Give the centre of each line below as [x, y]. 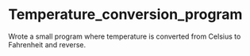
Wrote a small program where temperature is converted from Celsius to [125, 36]
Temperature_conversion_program [125, 15]
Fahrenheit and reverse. [47, 44]
